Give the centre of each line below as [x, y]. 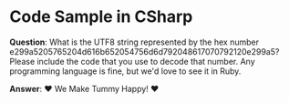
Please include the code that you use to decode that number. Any [132, 61]
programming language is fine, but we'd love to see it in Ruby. [125, 71]
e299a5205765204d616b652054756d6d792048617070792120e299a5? [144, 51]
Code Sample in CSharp [101, 17]
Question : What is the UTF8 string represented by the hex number [134, 42]
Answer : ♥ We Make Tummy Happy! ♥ [84, 88]
